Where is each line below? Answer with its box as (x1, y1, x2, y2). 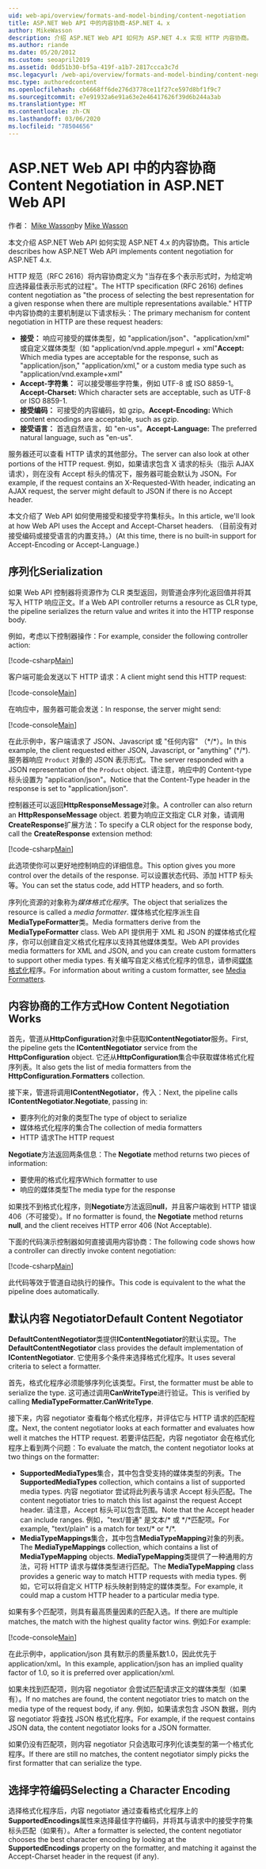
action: (8, 640, 31, 650)
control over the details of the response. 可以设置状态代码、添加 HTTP (8, 871, 237, 880)
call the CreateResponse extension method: (8, 828, 153, 838)
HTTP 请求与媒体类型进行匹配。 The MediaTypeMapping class (49, 1562, 254, 1571)
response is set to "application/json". (8, 783, 128, 793)
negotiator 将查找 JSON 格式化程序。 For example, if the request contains (17, 1714, 256, 1724)
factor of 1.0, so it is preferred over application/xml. (8, 1668, 176, 1678)
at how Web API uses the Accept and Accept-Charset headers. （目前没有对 (8, 521, 257, 531)
